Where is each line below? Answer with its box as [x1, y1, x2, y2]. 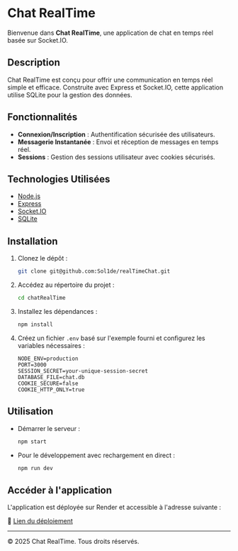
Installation [7, 235, 58, 247]
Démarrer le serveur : [17, 424, 80, 432]
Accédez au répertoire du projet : [17, 280, 115, 289]
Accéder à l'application [7, 484, 112, 496]
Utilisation [7, 405, 54, 418]
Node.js [17, 192, 41, 200]
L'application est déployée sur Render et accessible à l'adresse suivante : [7, 503, 222, 512]
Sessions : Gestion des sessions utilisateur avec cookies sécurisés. [17, 153, 215, 161]
